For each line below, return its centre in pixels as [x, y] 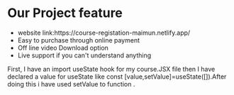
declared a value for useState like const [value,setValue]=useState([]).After [117, 77]
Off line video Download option [63, 47]
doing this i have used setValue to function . [71, 84]
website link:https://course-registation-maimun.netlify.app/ [104, 33]
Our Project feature [65, 13]
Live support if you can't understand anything [84, 55]
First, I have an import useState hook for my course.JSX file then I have [111, 69]
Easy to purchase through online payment [79, 40]
